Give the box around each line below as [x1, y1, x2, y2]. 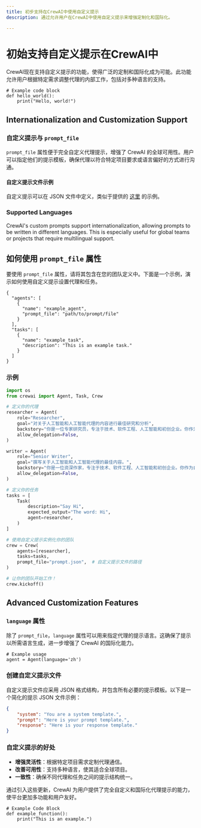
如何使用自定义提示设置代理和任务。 [11, 278, 100, 285]
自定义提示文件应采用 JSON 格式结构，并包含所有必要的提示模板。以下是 [6, 686, 187, 694]
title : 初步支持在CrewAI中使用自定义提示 [6, 8, 99, 15]
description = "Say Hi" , [28, 504, 84, 510]
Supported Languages [6, 208, 73, 217]
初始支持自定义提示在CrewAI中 [6, 47, 159, 61]
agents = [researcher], [17, 548, 71, 554]
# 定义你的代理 [6, 403, 39, 410]
